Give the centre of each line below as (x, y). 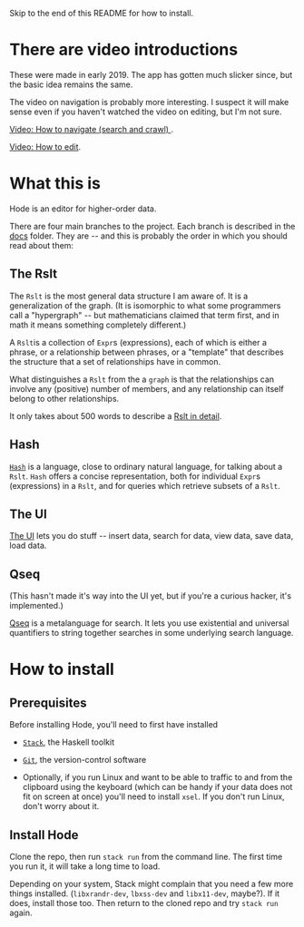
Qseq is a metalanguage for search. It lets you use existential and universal (149, 623)
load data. (28, 546)
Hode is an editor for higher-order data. (83, 209)
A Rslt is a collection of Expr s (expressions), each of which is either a (138, 342)
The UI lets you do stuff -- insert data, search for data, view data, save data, (152, 536)
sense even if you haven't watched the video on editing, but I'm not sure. (146, 112)
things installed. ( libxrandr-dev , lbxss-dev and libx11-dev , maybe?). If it (144, 893)
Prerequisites (48, 703)
